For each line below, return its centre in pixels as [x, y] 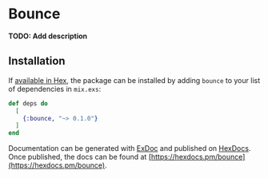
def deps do [28, 103]
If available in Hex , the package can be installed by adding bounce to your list [134, 80]
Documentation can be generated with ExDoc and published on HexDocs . [130, 148]
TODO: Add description [48, 36]
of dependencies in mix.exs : [55, 89]
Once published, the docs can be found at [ [80, 157]
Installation [37, 61]
